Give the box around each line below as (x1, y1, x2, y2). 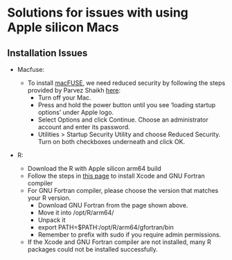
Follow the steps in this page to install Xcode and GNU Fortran (27, 171, 206, 180)
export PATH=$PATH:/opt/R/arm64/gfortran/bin (37, 223, 175, 231)
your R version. (27, 194, 71, 202)
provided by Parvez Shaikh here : (27, 86, 121, 94)
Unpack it (37, 216, 66, 224)
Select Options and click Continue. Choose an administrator (37, 115, 209, 124)
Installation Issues (7, 47, 88, 59)
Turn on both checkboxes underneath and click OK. (37, 138, 186, 146)
